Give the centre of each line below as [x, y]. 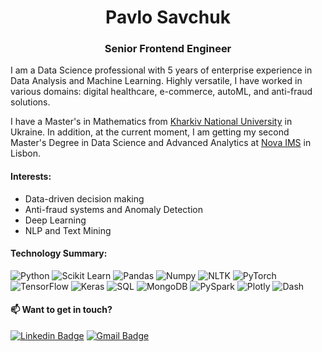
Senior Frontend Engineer [168, 49]
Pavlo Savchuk [168, 17]
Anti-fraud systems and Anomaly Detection [113, 209]
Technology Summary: [59, 253]
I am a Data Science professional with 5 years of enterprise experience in [161, 70]
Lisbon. [25, 153]
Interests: [31, 177]
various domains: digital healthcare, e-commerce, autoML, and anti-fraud [161, 92]
